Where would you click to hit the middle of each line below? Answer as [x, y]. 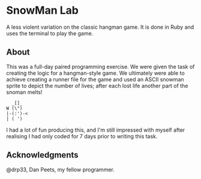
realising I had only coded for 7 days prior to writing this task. [82, 136]
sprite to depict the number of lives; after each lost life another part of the [97, 86]
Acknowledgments [43, 155]
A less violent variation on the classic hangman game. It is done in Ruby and [100, 27]
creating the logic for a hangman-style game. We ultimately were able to [95, 73]
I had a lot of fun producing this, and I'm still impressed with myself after [96, 130]
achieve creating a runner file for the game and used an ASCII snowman [95, 79]
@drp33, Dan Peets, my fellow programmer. [61, 169]
